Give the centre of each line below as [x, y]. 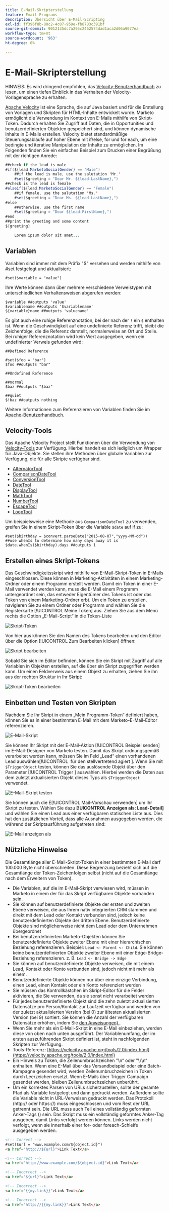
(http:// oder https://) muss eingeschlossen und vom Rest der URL [81, 1104]
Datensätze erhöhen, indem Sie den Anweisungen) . [67, 1022]
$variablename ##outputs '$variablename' [49, 306]
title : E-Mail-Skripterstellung [39, 10]
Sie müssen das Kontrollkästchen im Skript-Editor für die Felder [78, 990]
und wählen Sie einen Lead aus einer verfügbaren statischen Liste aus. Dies [84, 814]
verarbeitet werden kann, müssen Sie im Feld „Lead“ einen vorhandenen [80, 756]
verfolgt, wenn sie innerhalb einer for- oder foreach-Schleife [75, 1125]
